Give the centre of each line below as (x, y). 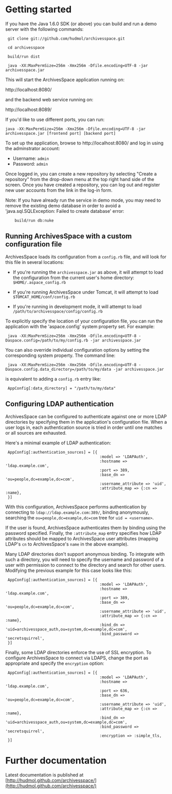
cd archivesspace (26, 47)
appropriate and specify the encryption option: (55, 663)
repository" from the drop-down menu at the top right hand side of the (80, 179)
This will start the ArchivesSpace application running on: (65, 79)
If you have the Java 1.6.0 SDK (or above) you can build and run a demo (81, 24)
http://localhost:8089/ (28, 110)
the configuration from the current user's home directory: (73, 277)
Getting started (39, 10)
